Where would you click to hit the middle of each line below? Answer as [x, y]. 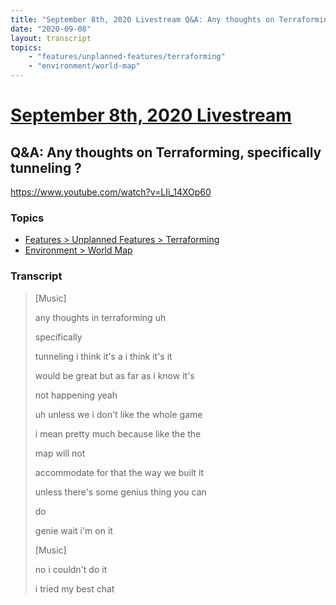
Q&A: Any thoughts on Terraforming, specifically [166, 152]
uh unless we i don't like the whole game [118, 414]
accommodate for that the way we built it [119, 472]
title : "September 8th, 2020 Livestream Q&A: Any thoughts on [142, 19]
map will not [60, 453]
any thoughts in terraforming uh [100, 317]
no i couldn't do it [71, 569]
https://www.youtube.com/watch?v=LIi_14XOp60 [111, 192]
